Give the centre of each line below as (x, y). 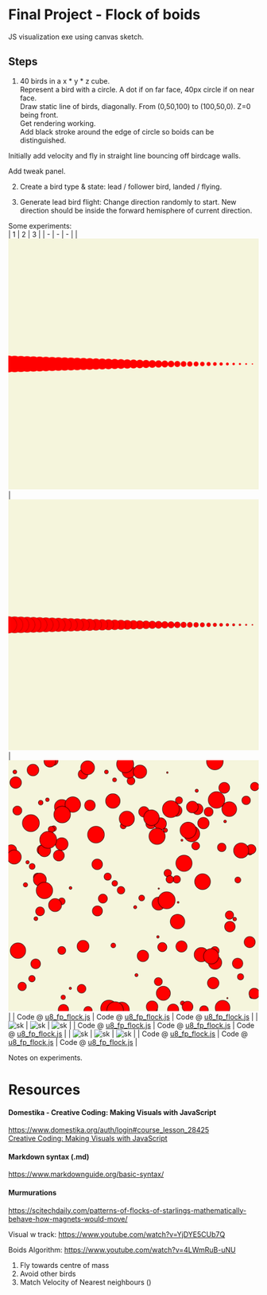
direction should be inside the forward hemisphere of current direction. (136, 210)
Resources (44, 1090)
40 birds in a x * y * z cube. (64, 80)
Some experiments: (40, 225)
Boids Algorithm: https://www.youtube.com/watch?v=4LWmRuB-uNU (122, 1250)
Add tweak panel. (37, 171)
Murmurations (33, 1192)
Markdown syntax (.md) (49, 1156)
